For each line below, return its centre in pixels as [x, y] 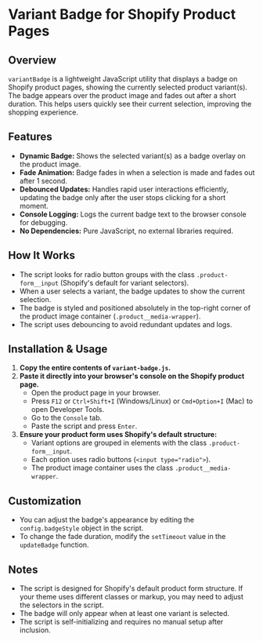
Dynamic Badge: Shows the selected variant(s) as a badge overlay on [133, 155]
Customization [45, 501]
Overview [32, 60]
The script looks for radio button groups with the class [107, 274]
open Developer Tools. [67, 410]
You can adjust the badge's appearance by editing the [106, 520]
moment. [34, 206]
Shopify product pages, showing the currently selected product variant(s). [128, 87]
